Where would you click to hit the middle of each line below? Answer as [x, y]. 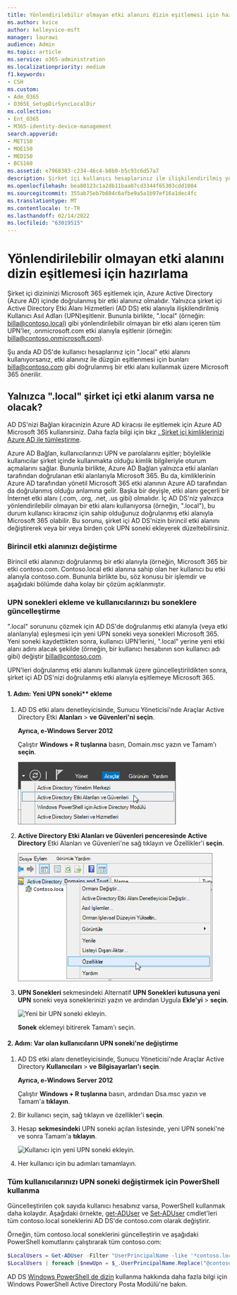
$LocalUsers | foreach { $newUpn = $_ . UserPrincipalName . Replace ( [105, 1263]
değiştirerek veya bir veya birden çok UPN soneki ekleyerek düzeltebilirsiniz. [119, 528]
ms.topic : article [34, 52]
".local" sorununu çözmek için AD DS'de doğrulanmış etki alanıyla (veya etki [117, 627]
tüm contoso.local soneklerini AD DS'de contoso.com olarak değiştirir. [109, 1221]
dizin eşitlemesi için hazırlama [98, 274]
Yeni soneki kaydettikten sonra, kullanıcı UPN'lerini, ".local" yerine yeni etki [116, 642]
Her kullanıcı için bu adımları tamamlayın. [77, 1163]
